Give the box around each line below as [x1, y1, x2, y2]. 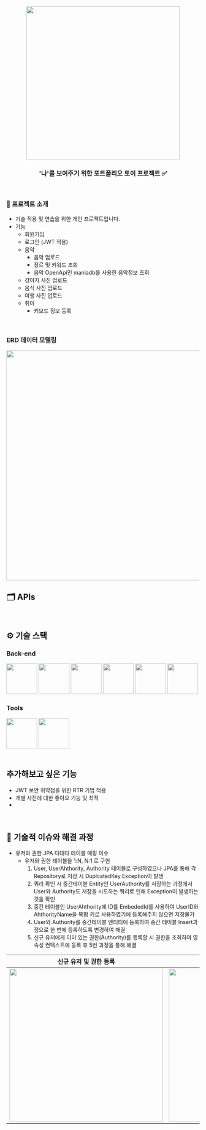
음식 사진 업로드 [24, 284, 63, 291]
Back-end [6, 649, 36, 658]
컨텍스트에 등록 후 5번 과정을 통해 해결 [45, 941, 137, 949]
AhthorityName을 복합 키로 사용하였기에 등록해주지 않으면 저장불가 [33, 910, 195, 918]
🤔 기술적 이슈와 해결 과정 [6, 832, 94, 842]
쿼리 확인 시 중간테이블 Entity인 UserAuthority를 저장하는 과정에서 [33, 880, 193, 888]
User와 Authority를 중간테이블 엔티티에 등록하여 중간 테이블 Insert [33, 918, 193, 926]
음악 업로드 [33, 253, 60, 261]
